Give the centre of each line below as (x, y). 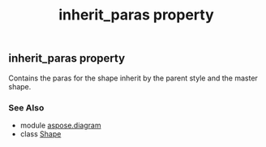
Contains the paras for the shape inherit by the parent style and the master (133, 78)
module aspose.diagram (60, 125)
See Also (26, 107)
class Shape (41, 134)
